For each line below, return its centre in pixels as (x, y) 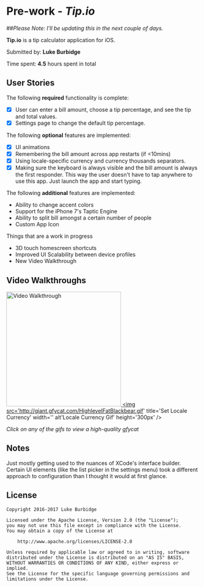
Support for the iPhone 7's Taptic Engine (66, 212)
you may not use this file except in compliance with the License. (94, 525)
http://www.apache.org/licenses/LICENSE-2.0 (75, 541)
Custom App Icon (37, 224)
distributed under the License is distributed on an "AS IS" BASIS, (95, 558)
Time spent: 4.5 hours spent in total (51, 64)
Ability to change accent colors (54, 205)
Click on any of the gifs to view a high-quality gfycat (73, 429)
